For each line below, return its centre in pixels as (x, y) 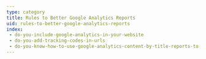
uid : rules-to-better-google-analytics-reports (68, 23)
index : (15, 29)
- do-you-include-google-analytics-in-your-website (76, 35)
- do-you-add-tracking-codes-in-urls (57, 41)
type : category (26, 12)
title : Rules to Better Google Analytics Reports (71, 18)
